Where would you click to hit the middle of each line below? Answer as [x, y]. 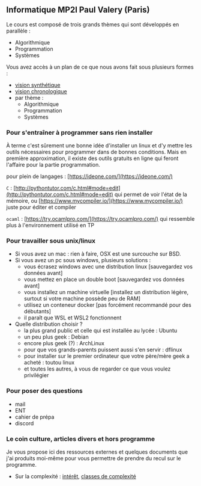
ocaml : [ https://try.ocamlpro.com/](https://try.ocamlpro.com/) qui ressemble [100, 219]
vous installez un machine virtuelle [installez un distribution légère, [106, 292]
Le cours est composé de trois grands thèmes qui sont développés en [93, 24]
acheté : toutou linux [49, 363]
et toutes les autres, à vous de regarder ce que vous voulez [97, 369]
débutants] [37, 312]
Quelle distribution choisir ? [49, 324]
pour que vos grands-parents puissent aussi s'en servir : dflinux [103, 350]
